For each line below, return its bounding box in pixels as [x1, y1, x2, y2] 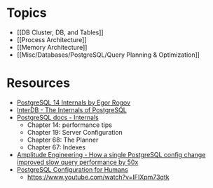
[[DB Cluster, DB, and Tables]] [16, 28, 104, 36]
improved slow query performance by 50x [16, 158, 139, 166]
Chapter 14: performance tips [27, 121, 113, 129]
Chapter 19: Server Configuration [27, 128, 123, 136]
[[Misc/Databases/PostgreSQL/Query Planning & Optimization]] [16, 51, 200, 59]
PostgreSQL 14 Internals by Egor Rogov [16, 98, 131, 107]
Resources [6, 75, 71, 91]
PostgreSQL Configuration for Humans [16, 165, 129, 173]
